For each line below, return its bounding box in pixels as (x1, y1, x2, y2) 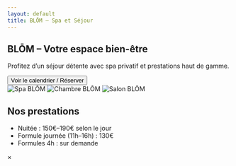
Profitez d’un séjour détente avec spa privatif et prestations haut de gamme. (7, 61, 230, 71)
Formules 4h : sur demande (17, 139, 99, 148)
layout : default (7, 10, 55, 18)
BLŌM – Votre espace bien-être (7, 43, 148, 55)
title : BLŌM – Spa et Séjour (7, 17, 94, 24)
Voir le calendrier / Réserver (11, 77, 84, 85)
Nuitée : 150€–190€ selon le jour (17, 124, 112, 133)
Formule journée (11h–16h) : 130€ (17, 131, 114, 140)
